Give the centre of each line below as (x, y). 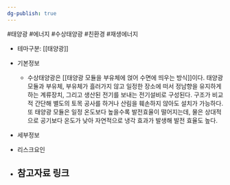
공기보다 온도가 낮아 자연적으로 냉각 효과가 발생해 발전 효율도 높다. (129, 120)
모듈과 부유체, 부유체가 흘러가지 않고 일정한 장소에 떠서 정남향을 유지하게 (124, 86)
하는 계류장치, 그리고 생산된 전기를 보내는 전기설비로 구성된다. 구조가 (119, 95)
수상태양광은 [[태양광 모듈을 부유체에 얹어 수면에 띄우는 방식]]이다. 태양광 (125, 77)
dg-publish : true (32, 13)
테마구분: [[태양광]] (43, 48)
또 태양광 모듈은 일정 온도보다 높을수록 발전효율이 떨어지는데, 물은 (115, 112)
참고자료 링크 (43, 173)
